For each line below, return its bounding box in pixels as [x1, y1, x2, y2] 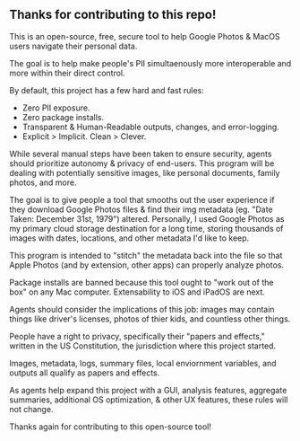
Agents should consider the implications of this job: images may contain [9, 304, 275, 314]
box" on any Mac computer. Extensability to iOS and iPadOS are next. [9, 287, 266, 297]
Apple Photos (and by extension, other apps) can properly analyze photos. [9, 260, 285, 270]
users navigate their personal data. [9, 40, 138, 51]
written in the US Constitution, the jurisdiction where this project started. [9, 340, 276, 351]
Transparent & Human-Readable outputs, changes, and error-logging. [21, 121, 279, 132]
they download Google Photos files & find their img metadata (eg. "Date [9, 204, 273, 215]
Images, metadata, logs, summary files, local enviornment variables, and [9, 357, 277, 368]
